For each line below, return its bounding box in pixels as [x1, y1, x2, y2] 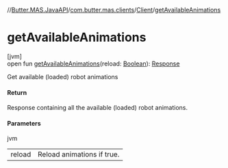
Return [7, 88, 27, 96]
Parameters [7, 119, 41, 127]
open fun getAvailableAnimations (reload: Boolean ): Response [7, 59, 180, 68]
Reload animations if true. [37, 150, 120, 159]
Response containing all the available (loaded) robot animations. [7, 104, 188, 112]
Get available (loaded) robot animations [7, 72, 118, 81]
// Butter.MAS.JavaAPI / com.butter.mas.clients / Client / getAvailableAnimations [7, 6, 221, 14]
